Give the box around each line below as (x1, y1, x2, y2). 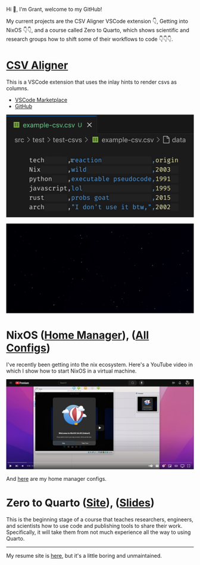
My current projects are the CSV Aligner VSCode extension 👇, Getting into (6, 18, 189, 24)
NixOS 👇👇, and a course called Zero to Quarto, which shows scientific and (6, 27, 189, 33)
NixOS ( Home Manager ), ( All (6, 328, 149, 342)
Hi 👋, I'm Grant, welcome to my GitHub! (6, 6, 102, 13)
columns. (6, 84, 29, 92)
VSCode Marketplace (14, 96, 67, 103)
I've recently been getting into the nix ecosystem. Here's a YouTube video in (6, 361, 193, 369)
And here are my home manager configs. (6, 475, 107, 483)
